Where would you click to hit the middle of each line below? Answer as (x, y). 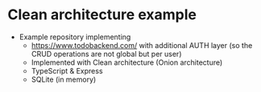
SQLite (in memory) (64, 79)
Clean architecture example (102, 15)
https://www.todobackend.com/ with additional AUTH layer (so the (142, 45)
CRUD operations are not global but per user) (106, 54)
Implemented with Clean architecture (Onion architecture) (127, 62)
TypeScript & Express (67, 70)
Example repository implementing (75, 37)
